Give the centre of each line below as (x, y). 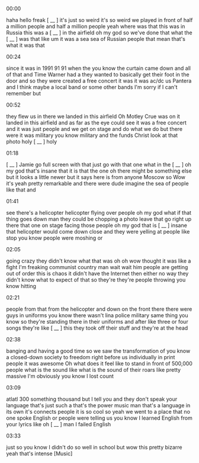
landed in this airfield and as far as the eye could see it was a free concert (96, 123)
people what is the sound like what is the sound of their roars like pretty (94, 370)
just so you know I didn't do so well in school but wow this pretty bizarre (94, 447)
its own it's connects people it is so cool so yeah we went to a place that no (98, 412)
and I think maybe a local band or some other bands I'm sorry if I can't (92, 87)
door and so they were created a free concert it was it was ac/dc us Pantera (99, 81)
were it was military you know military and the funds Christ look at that (92, 135)
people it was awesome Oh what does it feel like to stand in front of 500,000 (99, 363)
